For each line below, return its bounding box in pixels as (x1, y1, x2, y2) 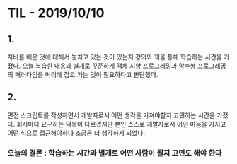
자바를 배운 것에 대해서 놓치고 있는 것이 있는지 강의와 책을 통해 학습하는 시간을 (7, 53, 223, 61)
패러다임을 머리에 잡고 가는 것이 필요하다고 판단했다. (14, 71, 158, 78)
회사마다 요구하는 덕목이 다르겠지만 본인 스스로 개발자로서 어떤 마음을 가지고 (16, 119, 226, 128)
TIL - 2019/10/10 (7, 5, 105, 21)
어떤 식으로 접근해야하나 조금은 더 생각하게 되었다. (7, 129, 146, 137)
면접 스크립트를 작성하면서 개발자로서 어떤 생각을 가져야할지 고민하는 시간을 (7, 111, 216, 119)
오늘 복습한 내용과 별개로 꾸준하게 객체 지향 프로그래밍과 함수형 (22, 61, 196, 70)
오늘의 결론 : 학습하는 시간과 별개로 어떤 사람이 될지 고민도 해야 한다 (7, 148, 222, 158)
